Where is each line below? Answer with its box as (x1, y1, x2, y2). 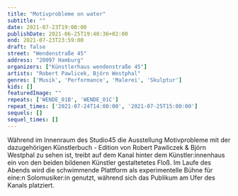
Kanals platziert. (7, 180, 55, 189)
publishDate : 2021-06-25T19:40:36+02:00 (7, 30, 129, 38)
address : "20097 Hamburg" (7, 57, 84, 64)
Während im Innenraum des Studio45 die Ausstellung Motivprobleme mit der (7, 136, 231, 144)
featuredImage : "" (7, 89, 62, 97)
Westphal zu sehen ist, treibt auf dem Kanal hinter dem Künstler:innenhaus (7, 151, 225, 159)
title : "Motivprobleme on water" (7, 10, 106, 18)
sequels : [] (7, 109, 42, 116)
